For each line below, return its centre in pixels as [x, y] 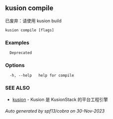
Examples [17, 43]
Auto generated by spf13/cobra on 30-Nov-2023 [55, 111]
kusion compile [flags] [30, 30]
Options [15, 65]
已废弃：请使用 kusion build [33, 21]
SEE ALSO [18, 88]
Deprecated [21, 53]
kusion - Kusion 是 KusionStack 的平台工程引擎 [60, 99]
